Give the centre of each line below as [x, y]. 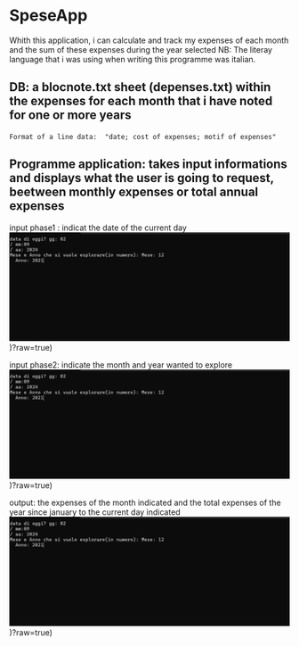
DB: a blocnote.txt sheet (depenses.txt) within [140, 87]
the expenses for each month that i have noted [141, 101]
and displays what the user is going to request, [141, 178]
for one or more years [70, 116]
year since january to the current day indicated [95, 512]
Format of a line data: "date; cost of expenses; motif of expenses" [143, 137]
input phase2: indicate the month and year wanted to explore [121, 365]
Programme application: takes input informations [148, 165]
